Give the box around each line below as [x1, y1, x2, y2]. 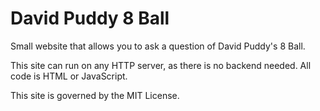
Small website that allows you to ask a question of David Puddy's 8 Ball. [10, 40, 306, 52]
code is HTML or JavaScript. [10, 70, 128, 82]
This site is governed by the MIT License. [10, 89, 180, 101]
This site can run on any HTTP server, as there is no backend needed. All [10, 59, 312, 71]
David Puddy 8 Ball [10, 7, 170, 30]
